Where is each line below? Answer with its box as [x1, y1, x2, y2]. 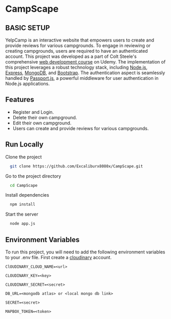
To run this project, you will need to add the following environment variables [5, 249, 165, 255]
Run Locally [5, 140, 44, 149]
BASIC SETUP [5, 24, 50, 32]
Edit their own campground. [12, 120, 72, 126]
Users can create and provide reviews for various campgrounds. [12, 125, 149, 131]
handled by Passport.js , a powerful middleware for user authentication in [5, 75, 159, 81]
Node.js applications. [5, 80, 50, 87]
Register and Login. [12, 109, 54, 115]
